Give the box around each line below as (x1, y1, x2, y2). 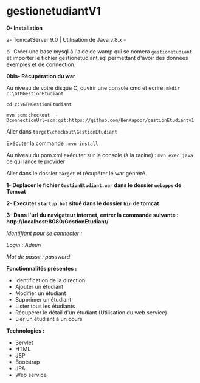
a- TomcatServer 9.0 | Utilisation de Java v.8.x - (6, 36, 126, 43)
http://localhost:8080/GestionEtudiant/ (6, 217, 109, 225)
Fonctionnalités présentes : (6, 265, 77, 272)
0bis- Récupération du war (6, 72, 75, 80)
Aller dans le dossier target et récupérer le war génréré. (6, 169, 147, 177)
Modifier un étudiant (15, 290, 66, 297)
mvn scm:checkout (6, 112, 50, 118)
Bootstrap (15, 358, 40, 365)
